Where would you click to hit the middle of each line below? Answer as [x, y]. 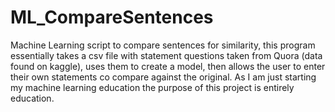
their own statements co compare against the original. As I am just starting [163, 77]
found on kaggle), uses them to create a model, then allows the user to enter [168, 66]
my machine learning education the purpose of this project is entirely [152, 87]
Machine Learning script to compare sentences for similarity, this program [163, 45]
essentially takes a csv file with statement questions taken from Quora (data [166, 55]
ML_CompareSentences [112, 17]
